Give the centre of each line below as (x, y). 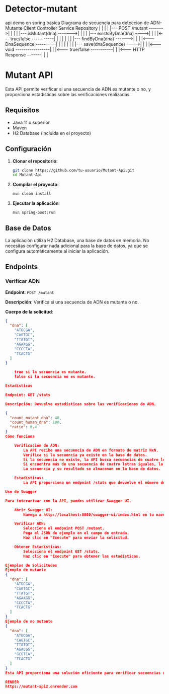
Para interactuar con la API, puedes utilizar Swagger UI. (68, 501)
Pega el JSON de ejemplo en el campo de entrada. (76, 533)
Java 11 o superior (31, 122)
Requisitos (22, 110)
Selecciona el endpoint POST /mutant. (64, 528)
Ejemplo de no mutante (29, 622)
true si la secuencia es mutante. (50, 372)
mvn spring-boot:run (34, 213)
